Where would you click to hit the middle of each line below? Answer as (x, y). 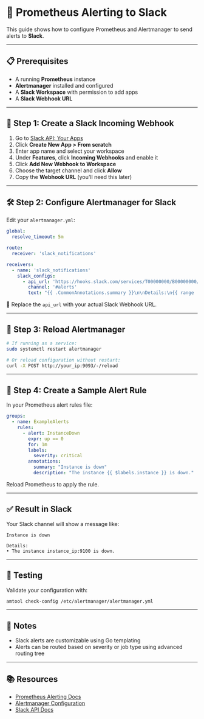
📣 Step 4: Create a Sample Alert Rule (76, 390)
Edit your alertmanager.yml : (41, 220)
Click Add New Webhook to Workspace (66, 164)
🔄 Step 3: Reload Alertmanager (66, 329)
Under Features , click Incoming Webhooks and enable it (87, 157)
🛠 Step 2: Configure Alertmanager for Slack (91, 202)
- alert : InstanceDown (51, 433)
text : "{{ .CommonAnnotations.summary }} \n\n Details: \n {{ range (111, 293)
